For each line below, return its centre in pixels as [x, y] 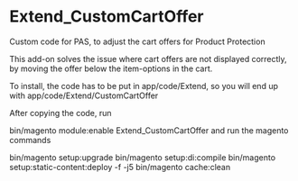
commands [30, 140]
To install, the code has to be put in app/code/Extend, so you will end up [144, 86]
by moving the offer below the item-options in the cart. [111, 68]
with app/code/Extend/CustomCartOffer [84, 95]
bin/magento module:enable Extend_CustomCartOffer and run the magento [149, 130]
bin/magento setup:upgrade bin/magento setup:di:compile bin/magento [143, 157]
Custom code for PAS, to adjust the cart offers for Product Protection [137, 41]
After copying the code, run [61, 113]
